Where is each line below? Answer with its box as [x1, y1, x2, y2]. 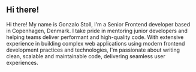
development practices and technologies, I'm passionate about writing [6, 46, 180, 53]
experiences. [6, 59, 39, 66]
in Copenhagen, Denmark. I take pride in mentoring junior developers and [6, 27, 188, 34]
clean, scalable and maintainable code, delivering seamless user [6, 52, 166, 59]
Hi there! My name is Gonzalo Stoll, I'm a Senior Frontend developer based [6, 20, 191, 28]
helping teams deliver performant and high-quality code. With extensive [6, 33, 184, 41]
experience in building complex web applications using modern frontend [6, 40, 185, 47]
